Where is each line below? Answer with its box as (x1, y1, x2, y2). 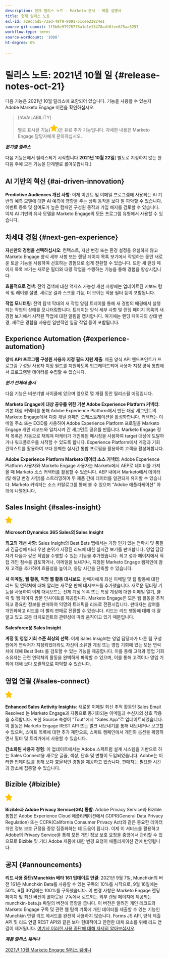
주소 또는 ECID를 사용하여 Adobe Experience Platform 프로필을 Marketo (14, 420, 160, 426)
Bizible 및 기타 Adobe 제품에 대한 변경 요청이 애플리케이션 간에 (18, 838, 143, 844)
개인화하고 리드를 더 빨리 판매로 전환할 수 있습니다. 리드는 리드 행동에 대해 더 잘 (5, 607, 161, 614)
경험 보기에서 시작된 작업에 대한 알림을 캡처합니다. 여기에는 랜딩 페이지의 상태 (5, 313, 157, 319)
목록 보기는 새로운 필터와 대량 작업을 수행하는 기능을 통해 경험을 (14, 266, 140, 273)
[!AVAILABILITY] (17, 114, 51, 120)
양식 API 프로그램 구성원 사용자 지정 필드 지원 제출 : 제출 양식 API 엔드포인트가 (5, 357, 156, 363)
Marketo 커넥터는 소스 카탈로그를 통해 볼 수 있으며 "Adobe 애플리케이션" (12, 482, 156, 488)
